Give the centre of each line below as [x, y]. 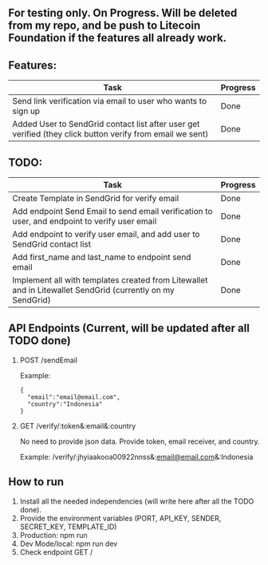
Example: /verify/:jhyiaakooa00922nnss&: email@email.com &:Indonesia [136, 456]
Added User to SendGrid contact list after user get [106, 124]
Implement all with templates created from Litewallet [110, 280]
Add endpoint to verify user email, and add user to [106, 235]
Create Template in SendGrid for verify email [96, 199]
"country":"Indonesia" [65, 404]
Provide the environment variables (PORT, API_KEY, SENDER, [120, 518]
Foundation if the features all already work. [118, 38]
